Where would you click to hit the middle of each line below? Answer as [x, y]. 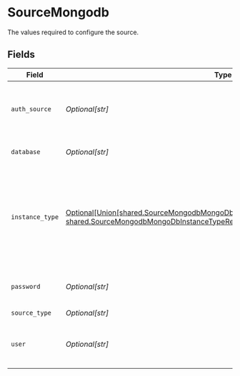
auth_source [31, 109]
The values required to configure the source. [73, 32]
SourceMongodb [58, 12]
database [26, 152]
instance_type [35, 217]
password [26, 286]
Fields [21, 55]
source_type [31, 313]
